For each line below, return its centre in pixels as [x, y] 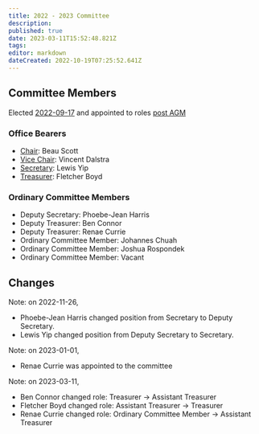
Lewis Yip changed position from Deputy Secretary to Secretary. [127, 335]
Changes [31, 283]
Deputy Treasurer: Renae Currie [73, 232]
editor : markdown [37, 53]
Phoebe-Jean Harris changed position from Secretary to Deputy [126, 317]
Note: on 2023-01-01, [44, 350]
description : [30, 23]
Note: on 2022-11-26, [43, 302]
